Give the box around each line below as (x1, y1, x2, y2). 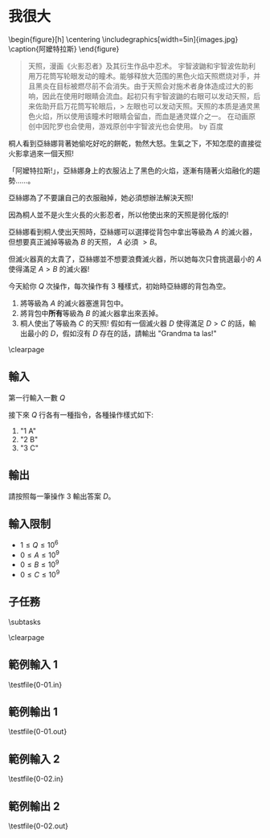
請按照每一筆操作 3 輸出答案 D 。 (8, 491, 116, 501)
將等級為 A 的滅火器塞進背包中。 (19, 298, 129, 308)
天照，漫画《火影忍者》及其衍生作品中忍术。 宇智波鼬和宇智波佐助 (27, 61, 249, 71)
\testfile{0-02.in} (8, 774, 64, 784)
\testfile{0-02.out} (8, 821, 68, 831)
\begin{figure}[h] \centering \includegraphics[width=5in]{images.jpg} (8, 34, 239, 44)
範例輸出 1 (8, 705, 59, 719)
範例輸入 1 (8, 658, 59, 672)
